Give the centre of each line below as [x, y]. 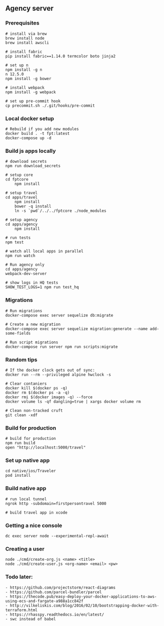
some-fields [18, 333]
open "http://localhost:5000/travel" [46, 448]
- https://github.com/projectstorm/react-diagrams [60, 588]
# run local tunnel [26, 499]
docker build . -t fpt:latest [38, 133]
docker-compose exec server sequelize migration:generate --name [76, 329]
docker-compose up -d [28, 138]
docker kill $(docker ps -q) [36, 388]
